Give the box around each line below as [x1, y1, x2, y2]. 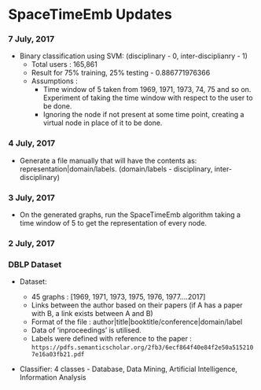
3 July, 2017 [8, 192, 55, 203]
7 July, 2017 [8, 34, 55, 45]
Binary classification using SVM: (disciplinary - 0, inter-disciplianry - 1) [19, 51, 248, 61]
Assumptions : [31, 76, 79, 86]
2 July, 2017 [8, 238, 55, 248]
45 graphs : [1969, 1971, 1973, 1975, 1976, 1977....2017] [31, 292, 206, 302]
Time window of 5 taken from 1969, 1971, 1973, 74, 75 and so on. [42, 85, 252, 94]
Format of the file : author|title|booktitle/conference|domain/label [31, 317, 243, 327]
